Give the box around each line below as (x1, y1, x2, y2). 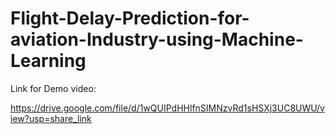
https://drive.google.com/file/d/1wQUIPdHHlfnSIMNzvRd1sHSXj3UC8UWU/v (10, 102, 325, 114)
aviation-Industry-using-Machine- (10, 28, 304, 51)
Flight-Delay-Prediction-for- (10, 7, 250, 30)
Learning (10, 50, 87, 72)
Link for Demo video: (10, 82, 97, 94)
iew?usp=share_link (10, 112, 92, 124)
